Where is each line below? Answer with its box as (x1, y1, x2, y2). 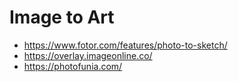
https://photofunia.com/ (23, 60, 123, 72)
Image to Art (9, 6, 115, 29)
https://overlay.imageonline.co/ (23, 49, 153, 61)
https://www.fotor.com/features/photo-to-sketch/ (23, 39, 228, 51)
